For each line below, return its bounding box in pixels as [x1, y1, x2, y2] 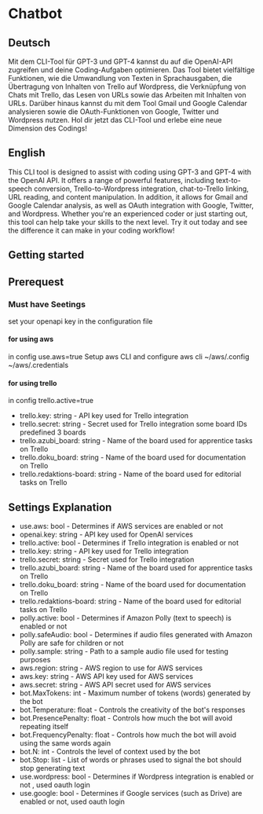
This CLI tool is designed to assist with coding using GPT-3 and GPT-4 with [8, 167, 251, 177]
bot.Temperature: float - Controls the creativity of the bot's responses [19, 705, 246, 715]
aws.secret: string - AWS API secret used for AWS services [19, 680, 212, 690]
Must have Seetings [8, 299, 86, 310]
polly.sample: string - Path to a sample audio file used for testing [19, 647, 229, 656]
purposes [19, 655, 51, 665]
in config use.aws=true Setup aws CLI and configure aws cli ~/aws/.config [8, 352, 250, 361]
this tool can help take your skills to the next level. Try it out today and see [8, 217, 248, 226]
